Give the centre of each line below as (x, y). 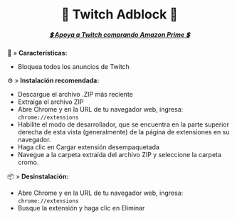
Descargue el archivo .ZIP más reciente (75, 95)
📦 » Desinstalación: (38, 176)
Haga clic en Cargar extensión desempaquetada (89, 147)
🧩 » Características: (37, 53)
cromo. (28, 162)
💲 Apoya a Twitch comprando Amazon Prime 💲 (120, 34)
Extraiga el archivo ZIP (51, 102)
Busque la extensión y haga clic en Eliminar (81, 208)
